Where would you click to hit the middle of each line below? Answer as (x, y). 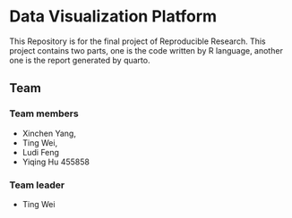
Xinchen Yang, (49, 133)
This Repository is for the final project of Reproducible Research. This (137, 41)
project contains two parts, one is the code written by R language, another (146, 50)
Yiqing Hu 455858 (56, 162)
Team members (44, 113)
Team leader (37, 185)
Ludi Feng (41, 152)
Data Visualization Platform (113, 17)
